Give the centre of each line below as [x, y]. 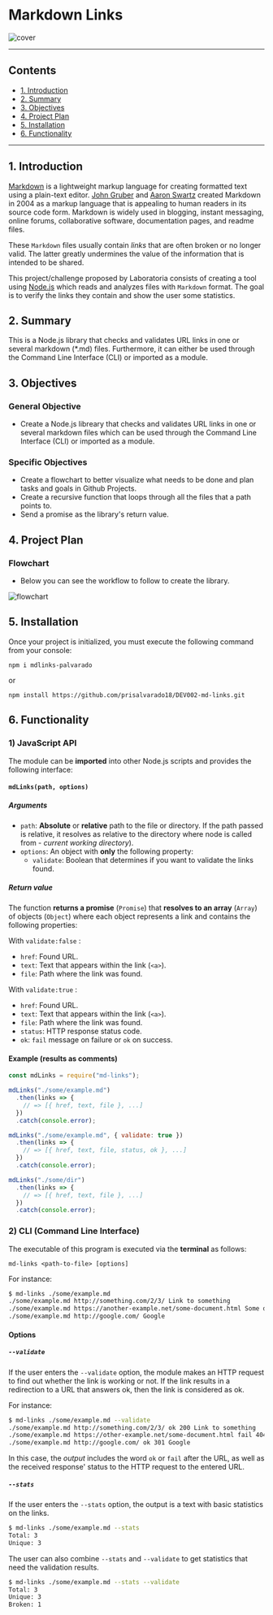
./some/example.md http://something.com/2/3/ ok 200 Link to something [132, 1427]
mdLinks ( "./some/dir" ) [47, 1180]
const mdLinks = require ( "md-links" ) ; [74, 1076]
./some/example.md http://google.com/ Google [87, 1316]
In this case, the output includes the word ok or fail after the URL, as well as [136, 1458]
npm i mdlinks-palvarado [50, 665]
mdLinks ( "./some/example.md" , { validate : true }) [96, 1135]
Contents [32, 71]
